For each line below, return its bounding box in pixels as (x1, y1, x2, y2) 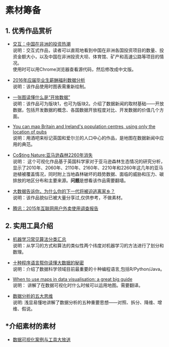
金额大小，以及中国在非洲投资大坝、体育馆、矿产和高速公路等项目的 (17, 54, 160, 59)
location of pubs (12, 129, 47, 135)
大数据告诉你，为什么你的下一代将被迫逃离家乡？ (12, 188, 115, 194)
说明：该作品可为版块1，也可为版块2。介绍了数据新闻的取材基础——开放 (12, 101, 164, 107)
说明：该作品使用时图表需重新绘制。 (12, 83, 89, 89)
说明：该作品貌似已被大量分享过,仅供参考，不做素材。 (12, 195, 125, 201)
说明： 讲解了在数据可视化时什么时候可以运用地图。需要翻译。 (12, 282, 143, 288)
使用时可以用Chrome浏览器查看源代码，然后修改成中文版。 (12, 67, 137, 72)
